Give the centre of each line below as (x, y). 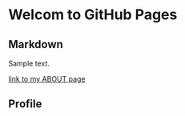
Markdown (36, 44)
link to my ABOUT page (47, 79)
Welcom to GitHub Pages (93, 15)
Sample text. (29, 63)
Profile (25, 104)
